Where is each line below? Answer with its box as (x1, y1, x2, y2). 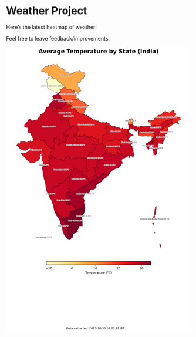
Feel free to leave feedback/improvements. (6, 35, 110, 42)
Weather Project (6, 4, 87, 18)
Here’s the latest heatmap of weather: (6, 23, 97, 31)
